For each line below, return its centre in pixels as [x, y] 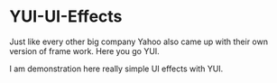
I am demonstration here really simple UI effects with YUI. [116, 69]
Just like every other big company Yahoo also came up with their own [139, 41]
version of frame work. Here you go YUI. [84, 51]
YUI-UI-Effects [66, 17]
